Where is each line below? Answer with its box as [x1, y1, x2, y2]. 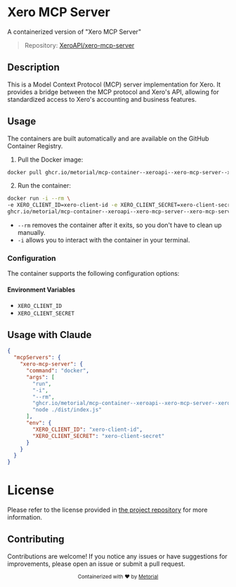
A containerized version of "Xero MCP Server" [7, 27, 142, 36]
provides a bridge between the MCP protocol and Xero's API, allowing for [7, 87, 219, 96]
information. [7, 513, 43, 522]
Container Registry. [7, 141, 63, 150]
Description [7, 61, 60, 74]
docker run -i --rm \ [7, 195, 71, 202]
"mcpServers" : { [13, 354, 61, 361]
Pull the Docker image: [17, 155, 84, 164]
